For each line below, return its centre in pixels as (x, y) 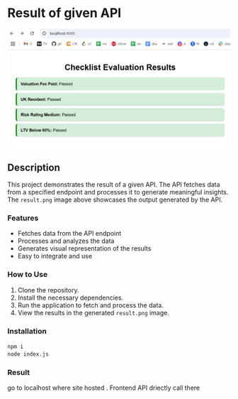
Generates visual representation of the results (84, 248)
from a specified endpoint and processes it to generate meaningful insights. (118, 192)
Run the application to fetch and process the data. (91, 305)
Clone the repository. (48, 290)
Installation (27, 331)
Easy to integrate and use (55, 256)
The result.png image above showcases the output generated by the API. (115, 199)
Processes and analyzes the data (66, 241)
